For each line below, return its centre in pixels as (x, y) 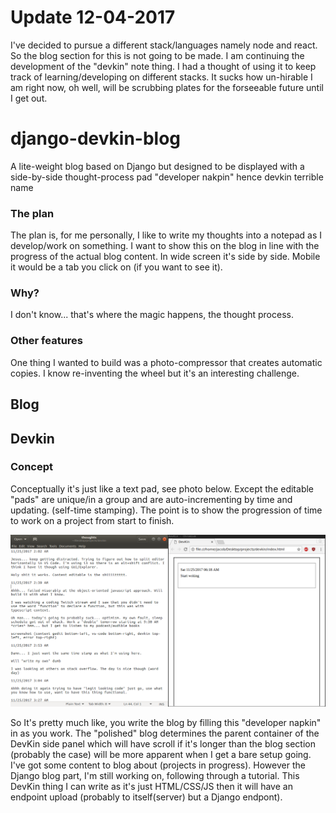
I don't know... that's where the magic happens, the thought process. (152, 315)
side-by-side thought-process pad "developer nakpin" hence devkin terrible (167, 177)
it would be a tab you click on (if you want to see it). (116, 267)
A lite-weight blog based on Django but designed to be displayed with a (157, 166)
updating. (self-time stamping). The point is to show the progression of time (166, 510)
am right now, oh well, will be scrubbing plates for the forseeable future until (167, 87)
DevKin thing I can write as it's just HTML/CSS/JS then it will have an (151, 786)
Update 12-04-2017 (93, 17)
